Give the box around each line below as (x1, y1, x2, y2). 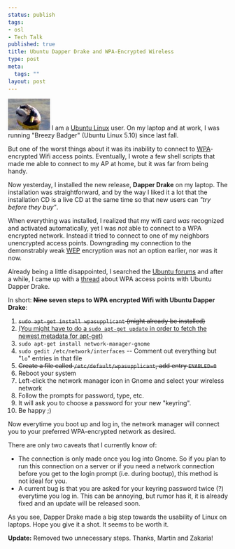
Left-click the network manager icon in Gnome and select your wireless (17, 376, 225, 385)
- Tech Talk (8, 34, 43, 41)
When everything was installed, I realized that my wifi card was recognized (8, 216, 225, 224)
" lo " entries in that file (17, 354, 83, 362)
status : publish (8, 11, 55, 18)
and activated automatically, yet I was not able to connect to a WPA (8, 224, 202, 232)
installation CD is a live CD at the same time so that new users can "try (8, 195, 211, 203)
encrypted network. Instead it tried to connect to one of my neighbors (8, 231, 209, 240)
